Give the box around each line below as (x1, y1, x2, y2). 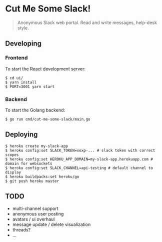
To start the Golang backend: (5, 107, 65, 113)
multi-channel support (12, 205, 58, 211)
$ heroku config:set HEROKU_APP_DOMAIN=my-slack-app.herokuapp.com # (5, 156, 153, 161)
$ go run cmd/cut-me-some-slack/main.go (5, 116, 91, 121)
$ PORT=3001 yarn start (5, 84, 55, 89)
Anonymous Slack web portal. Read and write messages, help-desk (17, 19, 157, 25)
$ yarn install (5, 79, 37, 85)
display (5, 169, 21, 175)
